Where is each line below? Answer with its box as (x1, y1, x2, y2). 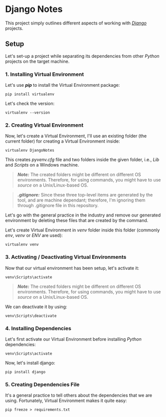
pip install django (5, 369, 46, 375)
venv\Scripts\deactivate (5, 313, 57, 318)
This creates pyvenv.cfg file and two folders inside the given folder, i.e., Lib (5, 157, 160, 163)
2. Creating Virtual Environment (5, 121, 84, 128)
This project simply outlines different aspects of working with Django (5, 20, 147, 26)
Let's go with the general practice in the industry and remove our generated (5, 212, 161, 218)
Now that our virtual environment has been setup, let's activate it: (5, 265, 140, 271)
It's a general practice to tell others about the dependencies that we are (5, 393, 153, 399)
